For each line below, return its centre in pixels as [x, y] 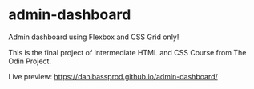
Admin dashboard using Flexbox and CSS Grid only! [94, 37]
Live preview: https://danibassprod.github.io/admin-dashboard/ [113, 76]
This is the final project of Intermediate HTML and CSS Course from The [127, 52]
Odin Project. [30, 61]
